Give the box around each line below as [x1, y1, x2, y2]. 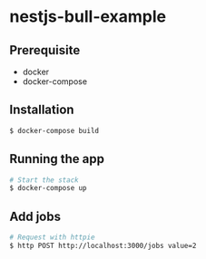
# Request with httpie [9, 233, 95, 242]
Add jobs [9, 208, 62, 224]
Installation [9, 102, 74, 118]
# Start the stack [9, 175, 79, 185]
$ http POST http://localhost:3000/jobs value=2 [9, 241, 197, 250]
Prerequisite [9, 43, 81, 58]
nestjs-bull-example [9, 6, 167, 27]
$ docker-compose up [9, 184, 88, 193]
